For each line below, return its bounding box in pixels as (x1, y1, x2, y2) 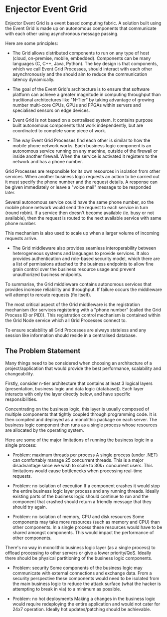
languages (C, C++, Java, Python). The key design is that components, (12, 60, 158, 66)
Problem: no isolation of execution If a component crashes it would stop (12, 483, 161, 489)
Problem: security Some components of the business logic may (12, 565, 143, 571)
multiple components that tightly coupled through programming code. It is (5, 411, 157, 417)
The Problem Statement (5, 347, 81, 355)
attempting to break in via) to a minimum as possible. (12, 586, 121, 592)
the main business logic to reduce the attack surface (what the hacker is (12, 581, 161, 587)
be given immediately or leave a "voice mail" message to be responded (5, 184, 152, 190)
